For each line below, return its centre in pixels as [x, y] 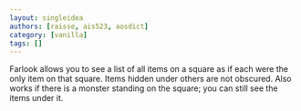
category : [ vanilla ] [49, 35]
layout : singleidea [47, 18]
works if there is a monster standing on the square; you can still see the [144, 88]
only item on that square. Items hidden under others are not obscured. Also [150, 79]
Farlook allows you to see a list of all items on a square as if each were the [149, 69]
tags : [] [26, 43]
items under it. [36, 98]
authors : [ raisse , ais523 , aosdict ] [79, 26]
